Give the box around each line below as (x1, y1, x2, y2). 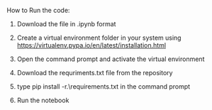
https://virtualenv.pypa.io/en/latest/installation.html (16, 41, 167, 49)
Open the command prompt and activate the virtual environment (16, 55, 205, 63)
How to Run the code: (6, 6, 70, 14)
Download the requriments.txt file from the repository (16, 69, 173, 77)
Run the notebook (16, 96, 69, 104)
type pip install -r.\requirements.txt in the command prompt (16, 82, 191, 91)
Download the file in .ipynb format (16, 20, 116, 28)
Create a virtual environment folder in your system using (16, 33, 182, 42)
